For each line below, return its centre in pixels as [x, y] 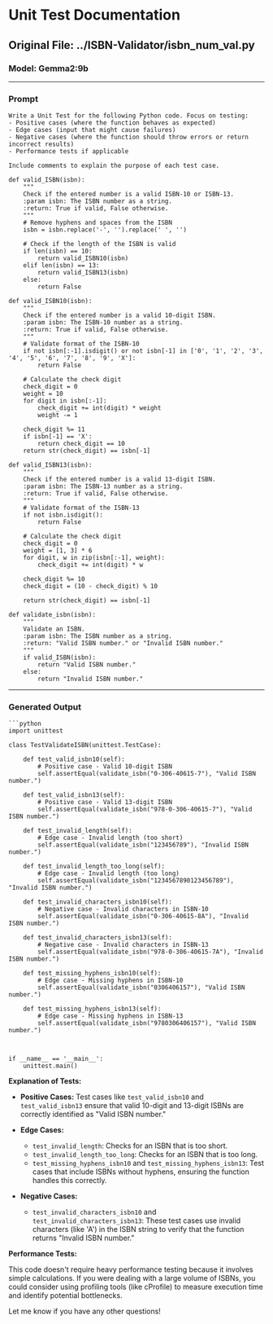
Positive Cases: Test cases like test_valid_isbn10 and [112, 1097]
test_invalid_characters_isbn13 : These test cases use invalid [136, 1221]
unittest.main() [51, 1066]
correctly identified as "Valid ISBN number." [93, 1115]
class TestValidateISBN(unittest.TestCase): [85, 746]
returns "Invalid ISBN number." [83, 1238]
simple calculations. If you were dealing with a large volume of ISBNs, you [132, 1278]
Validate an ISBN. [54, 629]
